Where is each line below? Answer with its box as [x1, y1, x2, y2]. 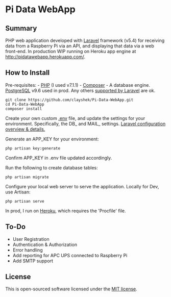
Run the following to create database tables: [5, 164, 98, 170]
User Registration [12, 236, 50, 242]
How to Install [5, 68, 50, 77]
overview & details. [5, 126, 45, 132]
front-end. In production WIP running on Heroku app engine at [5, 48, 136, 54]
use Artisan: [5, 189, 31, 195]
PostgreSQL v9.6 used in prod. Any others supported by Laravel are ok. [5, 87, 156, 93]
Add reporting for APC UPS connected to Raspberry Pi [12, 252, 128, 258]
